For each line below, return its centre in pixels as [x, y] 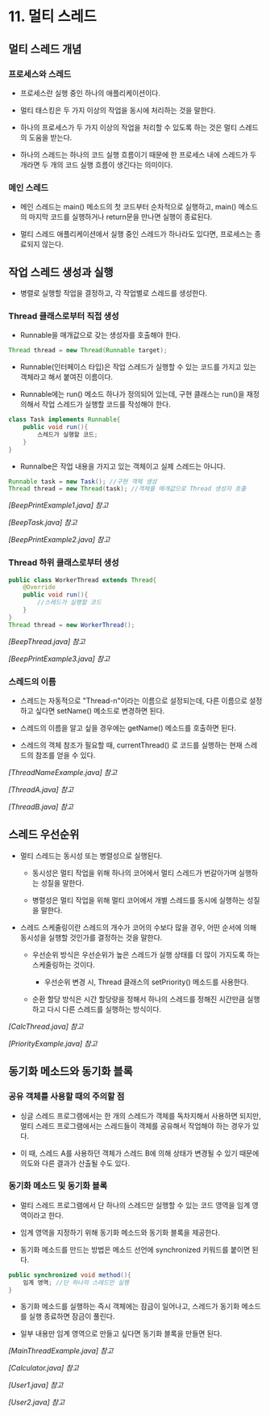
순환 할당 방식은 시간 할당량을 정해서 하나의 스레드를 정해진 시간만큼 [139, 999]
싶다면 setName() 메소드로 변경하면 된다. [100, 711]
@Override [39, 587]
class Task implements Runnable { [64, 420]
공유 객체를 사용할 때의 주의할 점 [66, 1097]
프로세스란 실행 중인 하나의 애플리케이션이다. [90, 93]
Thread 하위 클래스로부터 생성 [64, 562]
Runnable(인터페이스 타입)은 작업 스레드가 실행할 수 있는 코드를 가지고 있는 [138, 367]
